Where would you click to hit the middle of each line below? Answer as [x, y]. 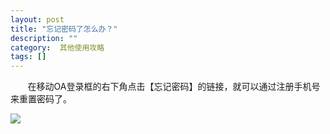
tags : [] [28, 57]
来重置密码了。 [41, 99]
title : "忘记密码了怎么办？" [64, 29]
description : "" [44, 38]
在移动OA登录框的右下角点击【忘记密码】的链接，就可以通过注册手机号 [174, 87]
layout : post [37, 19]
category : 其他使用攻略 [57, 47]
